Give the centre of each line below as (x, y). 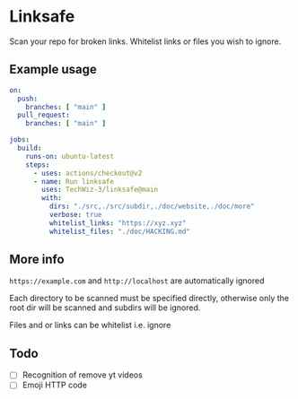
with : (52, 198)
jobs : (19, 140)
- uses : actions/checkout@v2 (88, 173)
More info (37, 260)
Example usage (53, 69)
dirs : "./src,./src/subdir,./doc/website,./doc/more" (152, 207)
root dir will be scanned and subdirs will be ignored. (105, 308)
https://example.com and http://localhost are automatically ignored (137, 281)
